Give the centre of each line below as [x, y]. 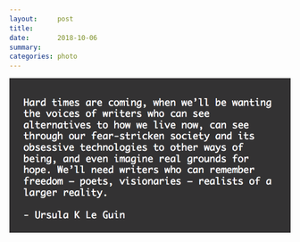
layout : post [42, 19]
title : [21, 28]
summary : [25, 47]
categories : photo [43, 57]
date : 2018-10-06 [54, 38]
